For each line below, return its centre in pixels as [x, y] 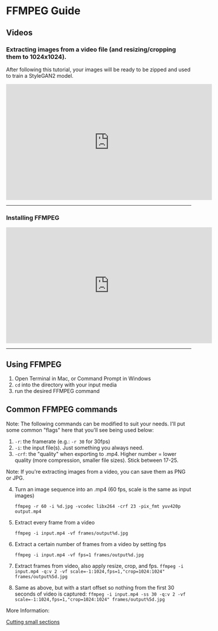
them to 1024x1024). [36, 57]
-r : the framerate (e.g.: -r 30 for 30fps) [62, 441]
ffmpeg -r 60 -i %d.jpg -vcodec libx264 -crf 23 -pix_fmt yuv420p [98, 506]
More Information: [28, 610]
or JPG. [15, 478]
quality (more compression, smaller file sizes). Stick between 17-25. [96, 460]
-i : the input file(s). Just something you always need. [79, 447]
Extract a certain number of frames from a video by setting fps [90, 544]
